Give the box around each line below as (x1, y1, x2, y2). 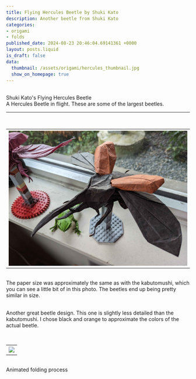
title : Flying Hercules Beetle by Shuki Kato (6, 9, 118, 15)
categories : (6, 22, 35, 28)
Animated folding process (6, 366, 68, 373)
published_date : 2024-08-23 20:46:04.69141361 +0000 (6, 40, 137, 46)
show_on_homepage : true (11, 71, 69, 77)
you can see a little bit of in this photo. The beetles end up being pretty (6, 286, 177, 293)
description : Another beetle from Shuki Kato (6, 15, 118, 22)
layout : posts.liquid (6, 47, 59, 53)
